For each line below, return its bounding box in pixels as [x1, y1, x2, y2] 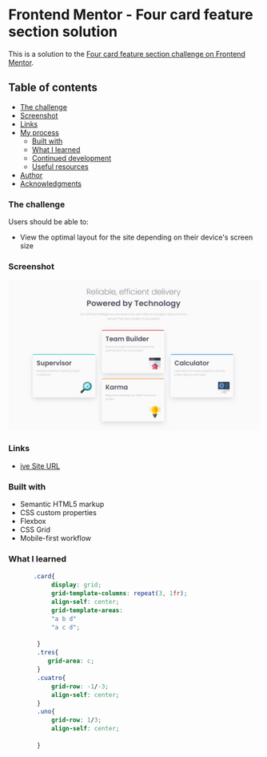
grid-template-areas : [50, 606, 124, 614]
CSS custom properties [19, 508, 98, 517]
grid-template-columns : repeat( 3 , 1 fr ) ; [50, 590, 188, 598]
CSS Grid [19, 525, 50, 534]
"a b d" [50, 614, 78, 622]
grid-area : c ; [47, 657, 94, 666]
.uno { [37, 707, 56, 716]
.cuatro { [37, 674, 66, 682]
